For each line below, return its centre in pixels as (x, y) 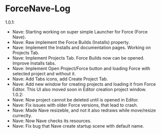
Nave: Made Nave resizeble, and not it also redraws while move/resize (84, 110)
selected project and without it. (44, 73)
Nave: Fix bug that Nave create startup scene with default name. (78, 126)
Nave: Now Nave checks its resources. (52, 121)
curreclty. (22, 115)
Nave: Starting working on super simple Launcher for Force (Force (80, 32)
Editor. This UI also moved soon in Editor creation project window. (79, 89)
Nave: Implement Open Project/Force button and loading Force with (81, 68)
